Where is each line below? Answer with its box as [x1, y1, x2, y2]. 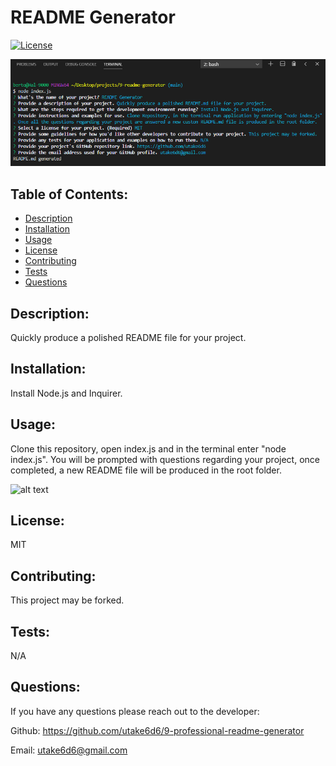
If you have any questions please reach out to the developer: [10, 705, 260, 717]
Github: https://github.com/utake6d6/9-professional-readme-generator [10, 724, 305, 736]
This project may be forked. [10, 594, 125, 606]
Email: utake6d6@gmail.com [10, 744, 128, 756]
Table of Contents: [10, 186, 129, 203]
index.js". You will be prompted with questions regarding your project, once [10, 453, 320, 465]
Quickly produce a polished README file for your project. [10, 332, 247, 344]
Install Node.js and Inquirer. [10, 387, 123, 399]
